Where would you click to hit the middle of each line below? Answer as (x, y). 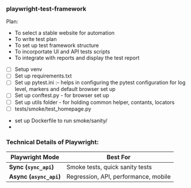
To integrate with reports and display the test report (77, 58)
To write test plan (36, 39)
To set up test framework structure (57, 45)
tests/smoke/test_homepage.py (53, 109)
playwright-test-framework (46, 9)
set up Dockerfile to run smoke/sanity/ (61, 120)
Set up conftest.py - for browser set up (62, 95)
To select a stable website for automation (64, 33)
